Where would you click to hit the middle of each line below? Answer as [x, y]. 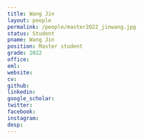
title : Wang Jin [31, 14]
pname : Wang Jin [31, 40]
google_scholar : [31, 99]
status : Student [31, 33]
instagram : [23, 118]
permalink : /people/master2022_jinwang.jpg [72, 27]
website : [20, 72]
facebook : [22, 112]
